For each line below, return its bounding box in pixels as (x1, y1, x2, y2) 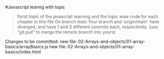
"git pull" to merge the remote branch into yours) (17, 29, 116, 35)
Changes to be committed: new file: (5, 39, 77, 44)
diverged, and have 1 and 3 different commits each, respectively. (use (17, 24, 158, 30)
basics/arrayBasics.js (5, 44, 48, 49)
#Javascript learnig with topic (5, 4, 65, 10)
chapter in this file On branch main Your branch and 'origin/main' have (17, 19, 160, 24)
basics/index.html (5, 49, 41, 55)
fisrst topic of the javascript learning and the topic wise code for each (17, 14, 159, 19)
